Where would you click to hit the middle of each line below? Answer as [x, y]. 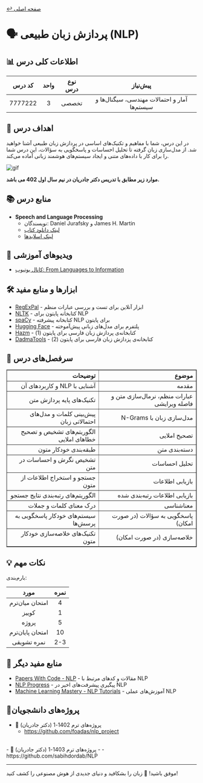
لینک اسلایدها [38, 236]
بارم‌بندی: [17, 577]
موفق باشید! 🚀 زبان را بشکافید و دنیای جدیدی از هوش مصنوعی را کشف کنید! [92, 773]
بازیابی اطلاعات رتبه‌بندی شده [155, 495]
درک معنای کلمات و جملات [62, 506]
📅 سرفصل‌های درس [40, 358]
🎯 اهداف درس [30, 129]
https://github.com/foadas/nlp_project [71, 731]
